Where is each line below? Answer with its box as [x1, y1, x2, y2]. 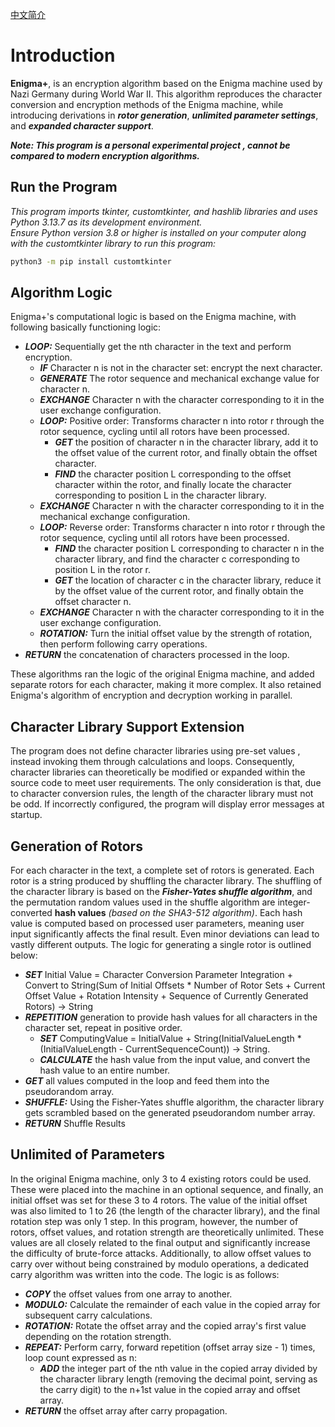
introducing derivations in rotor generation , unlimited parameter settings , [10, 109, 319, 121]
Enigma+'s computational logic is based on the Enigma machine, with [10, 311, 297, 323]
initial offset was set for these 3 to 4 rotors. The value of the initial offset [10, 1194, 308, 1206]
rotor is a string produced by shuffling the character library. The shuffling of [10, 875, 323, 887]
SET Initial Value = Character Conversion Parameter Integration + [24, 969, 293, 981]
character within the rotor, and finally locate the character [54, 479, 292, 491]
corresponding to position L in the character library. [54, 489, 267, 502]
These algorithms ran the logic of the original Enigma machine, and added [10, 668, 315, 680]
